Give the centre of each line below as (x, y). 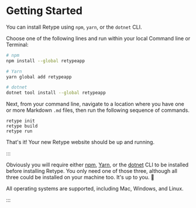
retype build (22, 126)
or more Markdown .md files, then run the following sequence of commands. (98, 110)
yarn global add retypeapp (39, 77)
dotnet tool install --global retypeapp (56, 93)
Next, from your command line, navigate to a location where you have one (95, 104)
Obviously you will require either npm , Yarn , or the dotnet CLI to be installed (97, 165)
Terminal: (17, 45)
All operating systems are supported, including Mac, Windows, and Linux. (95, 189)
